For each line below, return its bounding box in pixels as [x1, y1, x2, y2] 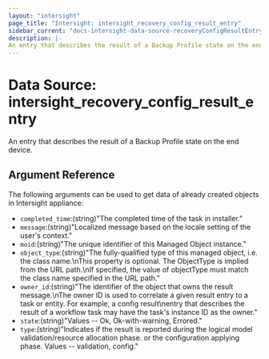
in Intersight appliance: [8, 198, 84, 208]
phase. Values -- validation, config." [19, 341, 139, 351]
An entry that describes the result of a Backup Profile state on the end [8, 137, 239, 147]
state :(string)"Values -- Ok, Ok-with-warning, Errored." [19, 316, 203, 325]
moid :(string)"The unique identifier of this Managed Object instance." [19, 239, 247, 248]
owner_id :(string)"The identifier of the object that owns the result [19, 281, 234, 291]
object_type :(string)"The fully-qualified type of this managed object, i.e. [19, 248, 258, 257]
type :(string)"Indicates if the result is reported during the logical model [19, 324, 253, 333]
